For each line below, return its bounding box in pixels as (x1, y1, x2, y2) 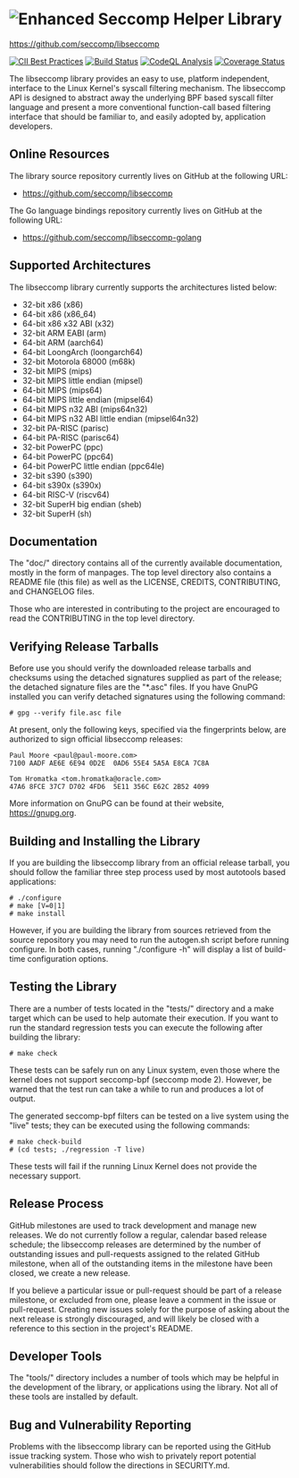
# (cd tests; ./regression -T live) (9, 1145, 145, 1154)
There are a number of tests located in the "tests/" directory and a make (9, 1003, 275, 1014)
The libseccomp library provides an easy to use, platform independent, (9, 72, 270, 84)
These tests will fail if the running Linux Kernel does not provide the (9, 1160, 257, 1171)
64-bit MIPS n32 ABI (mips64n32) (21, 403, 148, 414)
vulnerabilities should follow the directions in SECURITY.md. (9, 1460, 230, 1471)
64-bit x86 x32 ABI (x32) (21, 318, 114, 328)
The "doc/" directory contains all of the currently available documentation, (9, 557, 283, 568)
